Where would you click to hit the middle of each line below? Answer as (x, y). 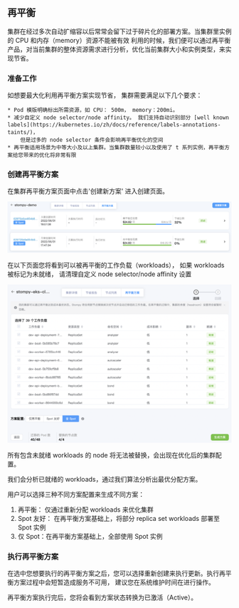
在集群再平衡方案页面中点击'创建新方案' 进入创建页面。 (88, 191)
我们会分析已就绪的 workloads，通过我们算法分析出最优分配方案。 (105, 479)
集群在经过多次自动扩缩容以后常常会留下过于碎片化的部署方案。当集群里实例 (119, 31)
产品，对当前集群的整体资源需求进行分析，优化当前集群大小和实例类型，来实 (119, 49)
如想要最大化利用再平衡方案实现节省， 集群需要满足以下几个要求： (105, 96)
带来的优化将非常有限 (50, 156)
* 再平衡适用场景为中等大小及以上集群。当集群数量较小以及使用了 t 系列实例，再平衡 (116, 148)
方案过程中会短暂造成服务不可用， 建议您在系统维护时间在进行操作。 (114, 582)
